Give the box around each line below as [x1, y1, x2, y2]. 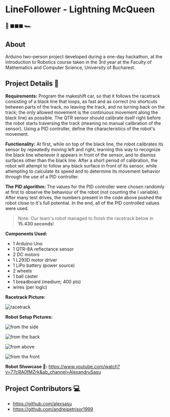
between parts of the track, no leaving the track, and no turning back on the [5, 103, 165, 110]
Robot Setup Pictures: [5, 314, 53, 320]
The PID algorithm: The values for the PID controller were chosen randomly [5, 183, 165, 190]
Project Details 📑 [5, 79, 59, 88]
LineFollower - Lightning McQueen [5, 4, 155, 15]
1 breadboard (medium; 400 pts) [12, 278, 81, 285]
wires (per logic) [12, 284, 47, 290]
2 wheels [12, 267, 32, 274]
